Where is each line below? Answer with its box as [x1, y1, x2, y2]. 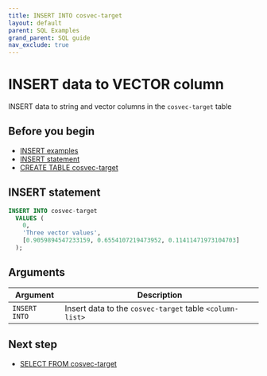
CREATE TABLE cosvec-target [19, 162, 119, 172]
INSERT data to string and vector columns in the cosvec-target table [8, 102, 232, 111]
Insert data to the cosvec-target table [64, 303, 204, 314]
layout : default [8, 19, 62, 27]
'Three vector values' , [22, 229, 102, 237]
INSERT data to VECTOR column [8, 76, 224, 94]
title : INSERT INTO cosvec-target [8, 11, 123, 20]
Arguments [8, 266, 66, 279]
